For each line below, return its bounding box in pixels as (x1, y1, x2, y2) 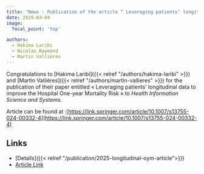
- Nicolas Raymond (12, 48, 59, 55)
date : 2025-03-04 (6, 15, 50, 21)
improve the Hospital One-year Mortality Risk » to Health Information (6, 89, 179, 97)
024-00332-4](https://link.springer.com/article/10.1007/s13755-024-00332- (6, 114, 197, 121)
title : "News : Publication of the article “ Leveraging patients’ (6, 8, 181, 15)
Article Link (15, 161, 44, 168)
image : (6, 20, 23, 26)
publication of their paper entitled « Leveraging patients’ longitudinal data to (6, 83, 196, 90)
